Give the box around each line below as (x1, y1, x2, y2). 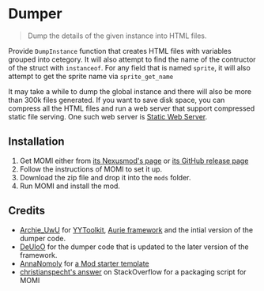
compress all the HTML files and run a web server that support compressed (8, 104, 255, 113)
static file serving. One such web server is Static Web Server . (8, 111, 208, 121)
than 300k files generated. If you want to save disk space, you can (8, 95, 225, 104)
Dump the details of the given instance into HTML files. (27, 31, 207, 40)
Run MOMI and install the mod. (19, 181, 121, 191)
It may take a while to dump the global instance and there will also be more (8, 86, 252, 96)
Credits (8, 204, 46, 217)
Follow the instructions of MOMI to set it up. (19, 164, 163, 174)
